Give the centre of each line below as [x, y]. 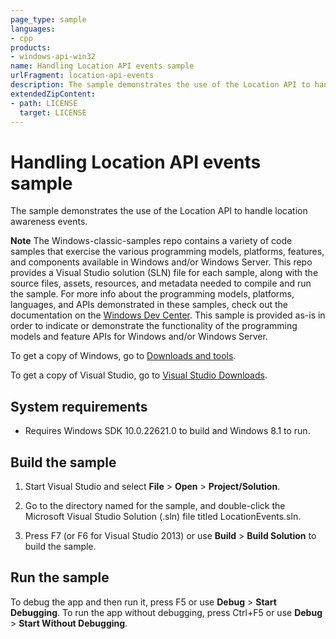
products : [31, 47]
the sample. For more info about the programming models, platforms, [152, 294]
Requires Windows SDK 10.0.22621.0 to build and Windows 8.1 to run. [167, 431]
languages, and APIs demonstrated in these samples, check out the [149, 305]
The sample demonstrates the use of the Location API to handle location [159, 211]
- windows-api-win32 [53, 57]
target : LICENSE [53, 112]
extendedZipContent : [53, 94]
